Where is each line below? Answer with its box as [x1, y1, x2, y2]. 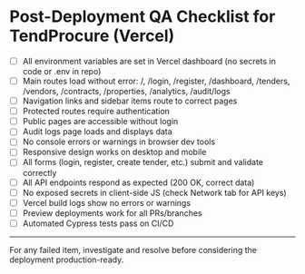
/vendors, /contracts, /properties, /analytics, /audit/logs [22, 86, 231, 97]
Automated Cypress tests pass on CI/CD [22, 218, 174, 229]
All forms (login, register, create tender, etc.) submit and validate [22, 157, 263, 168]
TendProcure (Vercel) [9, 25, 175, 46]
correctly [22, 167, 57, 178]
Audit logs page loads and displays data [22, 126, 172, 137]
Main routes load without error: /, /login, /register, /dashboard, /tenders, [22, 75, 290, 86]
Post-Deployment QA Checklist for [9, 6, 276, 27]
